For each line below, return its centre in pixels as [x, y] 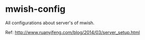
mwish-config [35, 9]
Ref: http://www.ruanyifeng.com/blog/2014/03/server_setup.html [72, 32]
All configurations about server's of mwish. [50, 23]
